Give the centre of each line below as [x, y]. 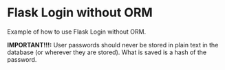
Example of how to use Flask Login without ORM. [77, 32]
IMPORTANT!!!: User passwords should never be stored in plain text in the [113, 45]
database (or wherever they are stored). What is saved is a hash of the [107, 52]
